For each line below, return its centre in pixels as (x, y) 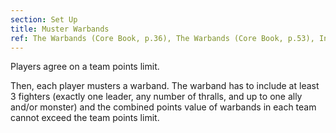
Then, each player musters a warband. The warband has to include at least (165, 86)
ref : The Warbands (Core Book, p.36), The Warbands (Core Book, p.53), (162, 38)
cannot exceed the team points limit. (85, 118)
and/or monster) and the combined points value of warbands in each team (163, 107)
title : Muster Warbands (60, 29)
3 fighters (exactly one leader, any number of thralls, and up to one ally (156, 97)
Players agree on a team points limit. (85, 67)
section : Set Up (44, 19)
